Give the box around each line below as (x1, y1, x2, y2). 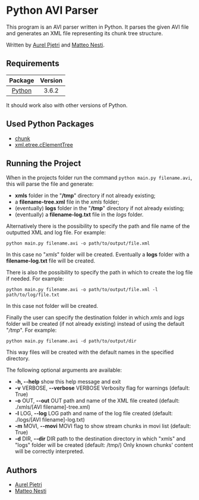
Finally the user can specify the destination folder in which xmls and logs (6, 314, 185, 321)
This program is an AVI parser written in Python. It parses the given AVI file (6, 23, 189, 30)
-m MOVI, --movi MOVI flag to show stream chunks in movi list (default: (14, 422, 191, 430)
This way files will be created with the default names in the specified (6, 348, 174, 356)
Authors (6, 465, 37, 475)
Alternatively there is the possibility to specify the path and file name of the (6, 223, 190, 230)
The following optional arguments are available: (6, 366, 122, 374)
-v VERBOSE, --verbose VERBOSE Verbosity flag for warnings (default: (14, 384, 190, 391)
